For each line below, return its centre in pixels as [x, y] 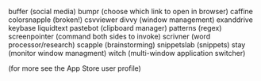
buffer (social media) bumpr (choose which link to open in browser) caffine [131, 11]
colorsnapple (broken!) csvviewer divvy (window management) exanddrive [131, 20]
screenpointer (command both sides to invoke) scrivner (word [109, 36]
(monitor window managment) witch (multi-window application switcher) [127, 53]
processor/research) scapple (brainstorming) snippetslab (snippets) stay [127, 45]
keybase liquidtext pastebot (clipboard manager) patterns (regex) [115, 28]
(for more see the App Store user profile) [75, 68]
